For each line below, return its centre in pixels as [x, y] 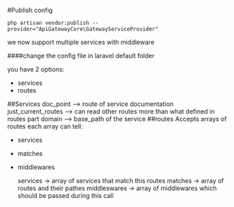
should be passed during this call [65, 195]
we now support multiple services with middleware [81, 42]
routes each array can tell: [45, 126]
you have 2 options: [36, 69]
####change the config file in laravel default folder [81, 56]
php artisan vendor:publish [48, 23]
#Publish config [30, 10]
